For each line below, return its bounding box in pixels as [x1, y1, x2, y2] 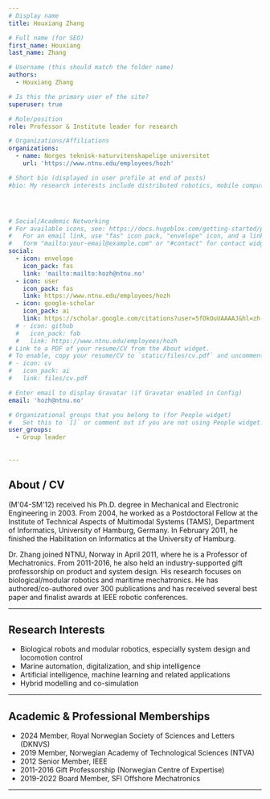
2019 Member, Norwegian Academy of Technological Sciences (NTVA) [19, 748, 255, 758]
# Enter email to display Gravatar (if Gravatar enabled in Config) [8, 388, 243, 397]
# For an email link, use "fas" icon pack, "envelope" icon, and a [8, 232, 247, 240]
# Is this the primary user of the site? [8, 93, 149, 101]
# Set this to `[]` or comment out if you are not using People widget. [8, 418, 264, 427]
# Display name [8, 11, 59, 20]
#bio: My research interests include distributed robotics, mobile [8, 181, 239, 189]
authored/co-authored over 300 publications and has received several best [8, 583, 257, 593]
